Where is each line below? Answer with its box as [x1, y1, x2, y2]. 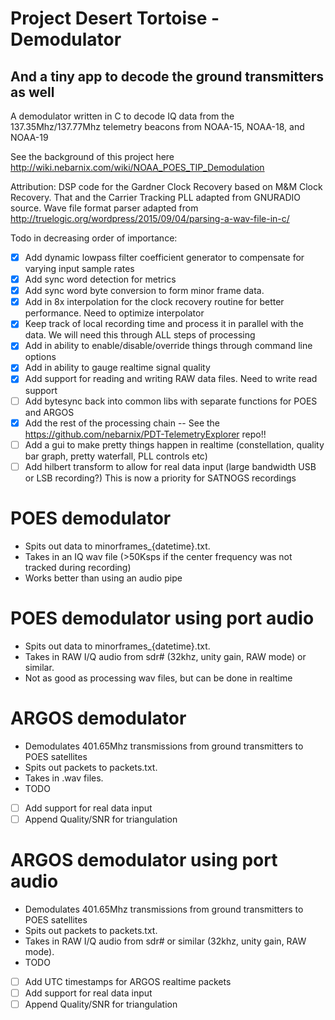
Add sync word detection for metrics [24, 273, 177, 286]
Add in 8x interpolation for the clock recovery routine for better [24, 296, 285, 308]
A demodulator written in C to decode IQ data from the [10, 110, 235, 122]
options [24, 351, 57, 363]
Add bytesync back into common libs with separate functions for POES [24, 395, 318, 407]
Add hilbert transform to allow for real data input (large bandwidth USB [24, 460, 317, 472]
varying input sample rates [24, 263, 135, 275]
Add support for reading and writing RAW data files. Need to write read [24, 373, 318, 385]
